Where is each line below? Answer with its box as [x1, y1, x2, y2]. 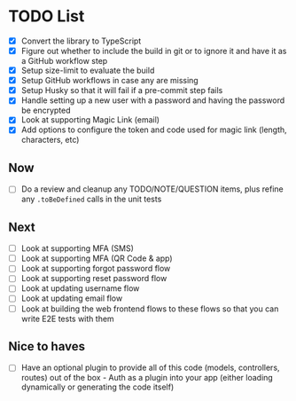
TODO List [8, 6, 85, 27]
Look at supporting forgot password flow [20, 263, 171, 274]
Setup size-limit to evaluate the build [20, 65, 155, 76]
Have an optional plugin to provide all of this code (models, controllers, [20, 362, 280, 373]
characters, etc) [20, 135, 80, 145]
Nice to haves [8, 339, 86, 354]
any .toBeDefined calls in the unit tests [20, 193, 162, 205]
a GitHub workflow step [20, 56, 108, 67]
